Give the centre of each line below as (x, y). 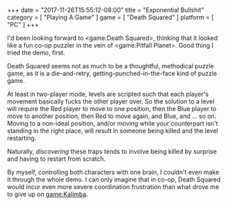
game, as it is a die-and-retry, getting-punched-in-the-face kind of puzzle (112, 73)
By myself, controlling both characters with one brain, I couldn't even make (113, 172)
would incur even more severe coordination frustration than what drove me (113, 187)
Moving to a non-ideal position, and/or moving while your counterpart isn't (112, 123)
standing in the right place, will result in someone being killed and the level (113, 131)
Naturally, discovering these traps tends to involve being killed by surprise (112, 152)
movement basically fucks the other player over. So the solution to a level (111, 101)
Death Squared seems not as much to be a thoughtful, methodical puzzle (111, 66)
